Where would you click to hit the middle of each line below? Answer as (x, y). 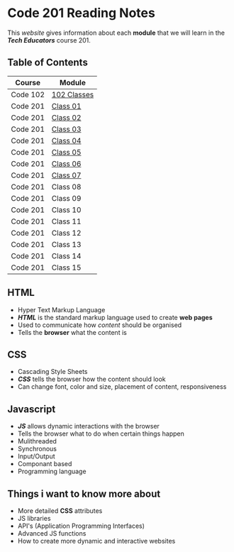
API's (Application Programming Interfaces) (81, 526)
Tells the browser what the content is (72, 332)
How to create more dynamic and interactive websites (96, 541)
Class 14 (66, 255)
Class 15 (66, 267)
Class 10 (66, 209)
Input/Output (36, 456)
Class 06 (66, 163)
